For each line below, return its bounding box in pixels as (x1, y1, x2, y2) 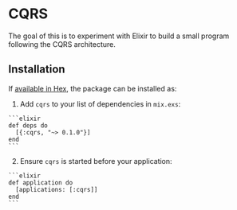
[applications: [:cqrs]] (15, 185, 98, 193)
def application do (8, 178, 73, 187)
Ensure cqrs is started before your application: (19, 156, 173, 165)
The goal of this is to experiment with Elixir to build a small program (8, 31, 230, 41)
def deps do (8, 121, 48, 130)
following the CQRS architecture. (8, 39, 116, 49)
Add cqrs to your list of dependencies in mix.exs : (19, 99, 181, 108)
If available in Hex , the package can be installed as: (8, 84, 177, 93)
